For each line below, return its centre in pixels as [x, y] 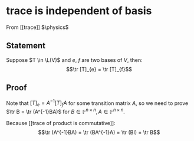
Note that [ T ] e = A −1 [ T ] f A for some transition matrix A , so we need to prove [97, 103]
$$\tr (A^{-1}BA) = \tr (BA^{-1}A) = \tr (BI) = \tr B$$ [99, 132]
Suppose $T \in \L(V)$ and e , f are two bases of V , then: [74, 60]
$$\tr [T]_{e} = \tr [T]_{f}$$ [99, 69]
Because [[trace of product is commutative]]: [61, 123]
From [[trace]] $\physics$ [37, 27]
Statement [26, 46]
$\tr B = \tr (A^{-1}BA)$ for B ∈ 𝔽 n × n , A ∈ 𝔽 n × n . [65, 111]
